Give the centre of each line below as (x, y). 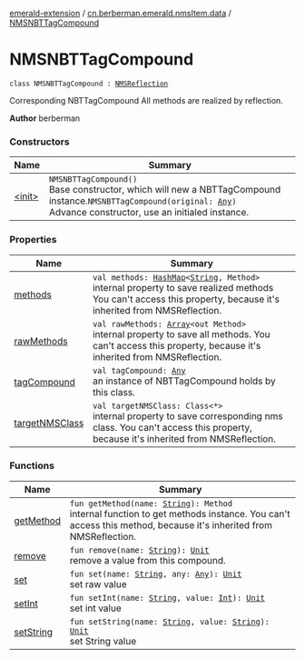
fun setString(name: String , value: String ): (170, 621)
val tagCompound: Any (139, 370)
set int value (95, 608)
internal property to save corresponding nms (187, 415)
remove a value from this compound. (148, 560)
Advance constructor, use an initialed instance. (149, 213)
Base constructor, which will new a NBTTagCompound (165, 190)
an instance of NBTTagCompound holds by (184, 381)
